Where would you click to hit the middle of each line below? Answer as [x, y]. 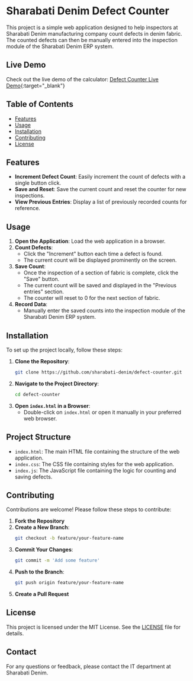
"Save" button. [41, 279]
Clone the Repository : [42, 361]
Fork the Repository [40, 521]
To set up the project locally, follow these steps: [65, 350]
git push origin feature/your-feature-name [69, 583]
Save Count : [30, 267]
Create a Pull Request [42, 594]
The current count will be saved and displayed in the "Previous [100, 286]
